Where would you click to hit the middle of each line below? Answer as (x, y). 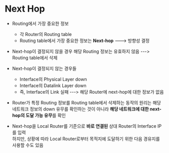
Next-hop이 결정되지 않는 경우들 (44, 68)
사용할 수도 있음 (28, 145)
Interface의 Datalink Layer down (53, 85)
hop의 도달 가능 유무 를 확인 (39, 115)
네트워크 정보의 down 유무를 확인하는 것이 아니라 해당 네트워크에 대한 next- (87, 109)
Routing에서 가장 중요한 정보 (40, 23)
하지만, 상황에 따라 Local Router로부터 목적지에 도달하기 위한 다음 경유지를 (86, 139)
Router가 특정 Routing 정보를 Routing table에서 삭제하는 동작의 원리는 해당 (87, 102)
